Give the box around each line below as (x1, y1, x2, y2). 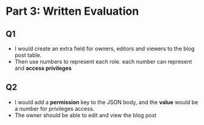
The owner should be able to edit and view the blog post (14, 112, 157, 119)
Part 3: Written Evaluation (5, 4, 139, 18)
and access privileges (14, 64, 72, 72)
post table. (14, 51, 42, 59)
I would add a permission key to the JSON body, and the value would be (14, 98, 199, 105)
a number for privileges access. (14, 105, 95, 112)
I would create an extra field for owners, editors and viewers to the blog (14, 45, 195, 52)
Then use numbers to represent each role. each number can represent (14, 58, 192, 65)
